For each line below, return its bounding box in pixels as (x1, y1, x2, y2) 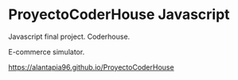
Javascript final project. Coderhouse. (8, 32, 131, 41)
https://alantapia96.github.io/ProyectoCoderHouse (8, 62, 174, 72)
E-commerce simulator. (8, 47, 85, 56)
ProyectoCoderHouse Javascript (8, 6, 230, 24)
